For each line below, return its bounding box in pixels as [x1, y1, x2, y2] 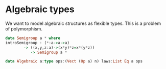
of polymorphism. [5, 25, 42, 31]
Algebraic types [5, 4, 75, 15]
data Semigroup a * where [5, 36, 60, 41]
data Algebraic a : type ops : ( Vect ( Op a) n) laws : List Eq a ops [5, 59, 143, 64]
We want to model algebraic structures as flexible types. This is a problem [5, 20, 161, 26]
